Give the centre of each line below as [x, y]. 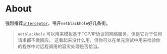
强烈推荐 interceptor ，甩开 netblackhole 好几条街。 [58, 23]
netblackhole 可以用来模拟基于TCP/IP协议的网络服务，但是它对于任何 [90, 33]
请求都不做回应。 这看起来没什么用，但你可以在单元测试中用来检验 [87, 40]
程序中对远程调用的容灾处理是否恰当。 [62, 46]
